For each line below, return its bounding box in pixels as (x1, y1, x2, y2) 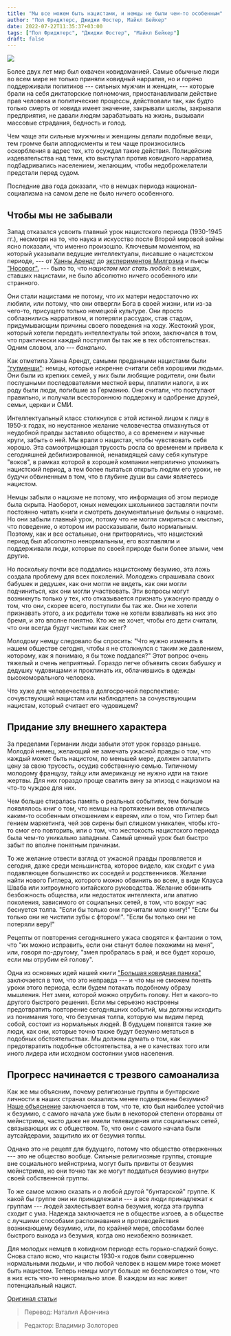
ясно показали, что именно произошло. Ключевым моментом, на (7, 242, 201, 250)
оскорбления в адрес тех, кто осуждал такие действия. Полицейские (7, 147, 212, 155)
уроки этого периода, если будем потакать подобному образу (7, 983, 192, 992)
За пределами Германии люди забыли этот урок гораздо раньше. (7, 740, 201, 748)
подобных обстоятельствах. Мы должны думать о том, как (7, 1034, 181, 1043)
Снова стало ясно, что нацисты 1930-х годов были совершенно (7, 1251, 195, 1260)
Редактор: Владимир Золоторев (23, 1321, 119, 1329)
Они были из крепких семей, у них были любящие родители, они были (7, 371, 215, 379)
